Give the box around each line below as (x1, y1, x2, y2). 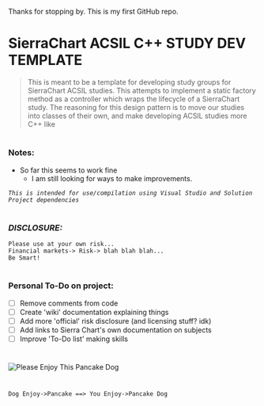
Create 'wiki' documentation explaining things (19, 307, 169, 317)
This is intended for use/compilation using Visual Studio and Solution (8, 189, 253, 197)
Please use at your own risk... (8, 241, 115, 249)
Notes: (8, 147, 35, 158)
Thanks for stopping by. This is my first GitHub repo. (8, 7, 179, 16)
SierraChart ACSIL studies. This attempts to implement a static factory (27, 85, 257, 95)
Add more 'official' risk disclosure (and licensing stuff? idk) (19, 316, 212, 325)
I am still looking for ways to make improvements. (31, 173, 193, 183)
